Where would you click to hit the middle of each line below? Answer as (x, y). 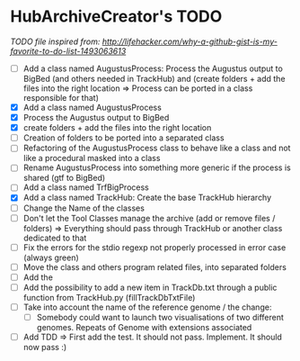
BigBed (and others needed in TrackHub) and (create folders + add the (154, 79)
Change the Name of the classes (84, 208)
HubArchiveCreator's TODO (116, 17)
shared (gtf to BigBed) (64, 178)
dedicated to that (55, 238)
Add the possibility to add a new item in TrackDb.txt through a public (150, 287)
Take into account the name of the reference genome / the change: (147, 307)
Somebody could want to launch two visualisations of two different (160, 317)
